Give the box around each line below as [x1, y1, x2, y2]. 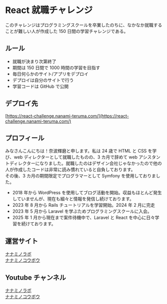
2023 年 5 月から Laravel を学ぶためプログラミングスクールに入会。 [12, 208, 152, 214]
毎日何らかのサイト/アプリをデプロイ [12, 71, 89, 77]
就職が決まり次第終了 [12, 58, 56, 64]
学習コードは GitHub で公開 [12, 83, 69, 89]
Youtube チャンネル [5, 273, 66, 282]
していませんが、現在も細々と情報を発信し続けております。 [12, 196, 134, 202]
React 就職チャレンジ [5, 4, 93, 16]
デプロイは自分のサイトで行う [12, 77, 74, 83]
